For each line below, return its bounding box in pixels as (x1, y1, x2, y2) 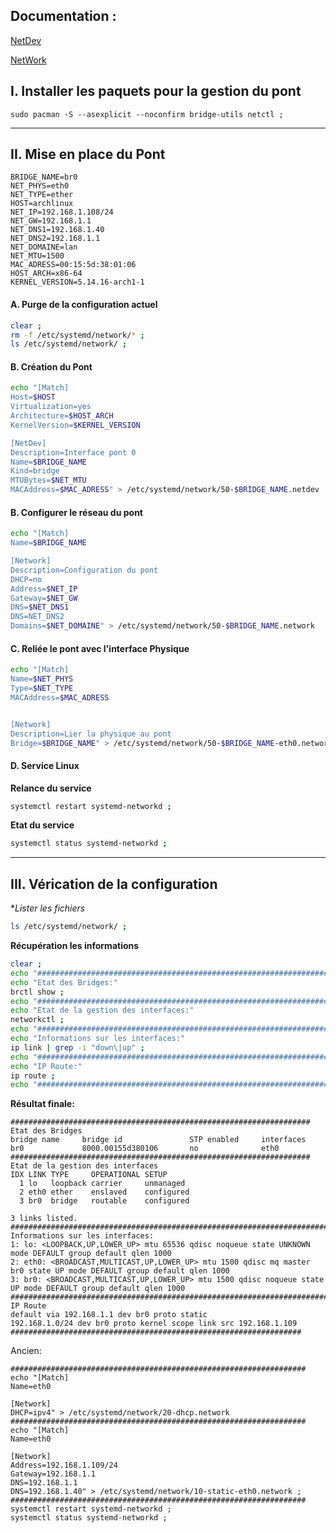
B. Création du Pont (10, 360, 93, 373)
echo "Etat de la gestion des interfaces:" (10, 1005, 195, 1016)
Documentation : (10, 8, 117, 25)
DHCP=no (10, 574, 43, 584)
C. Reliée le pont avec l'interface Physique (10, 642, 190, 654)
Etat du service (10, 819, 75, 831)
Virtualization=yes (10, 402, 92, 412)
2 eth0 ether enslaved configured (19, 1187, 190, 1198)
